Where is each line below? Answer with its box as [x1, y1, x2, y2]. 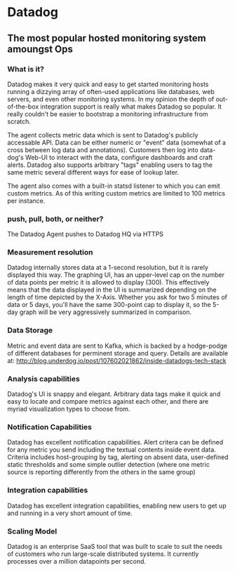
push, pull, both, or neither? [7, 214, 104, 224]
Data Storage [7, 325, 53, 335]
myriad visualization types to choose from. [7, 404, 130, 414]
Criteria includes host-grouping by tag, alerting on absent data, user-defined [7, 453, 229, 461]
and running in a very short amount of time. [7, 509, 133, 517]
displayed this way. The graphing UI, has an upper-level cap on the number [7, 271, 224, 279]
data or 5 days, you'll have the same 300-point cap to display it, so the [7, 301, 212, 309]
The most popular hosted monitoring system [7, 32, 206, 44]
